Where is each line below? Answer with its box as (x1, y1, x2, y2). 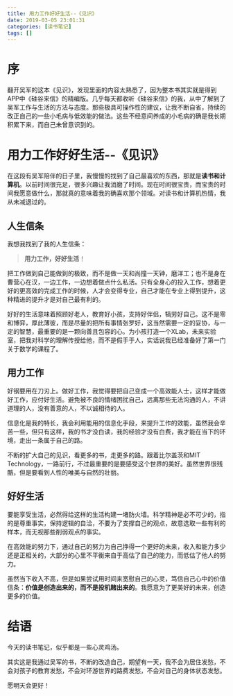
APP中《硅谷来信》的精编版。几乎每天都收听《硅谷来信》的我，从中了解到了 (7, 94, 226, 103)
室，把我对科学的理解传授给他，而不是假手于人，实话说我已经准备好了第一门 (7, 336, 226, 344)
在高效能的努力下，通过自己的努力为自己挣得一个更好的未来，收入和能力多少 (7, 542, 226, 550)
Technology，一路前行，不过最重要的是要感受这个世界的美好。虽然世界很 (7, 459, 217, 468)
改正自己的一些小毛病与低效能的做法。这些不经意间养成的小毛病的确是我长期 (7, 112, 226, 120)
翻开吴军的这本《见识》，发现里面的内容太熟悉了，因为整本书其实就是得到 (7, 86, 217, 94)
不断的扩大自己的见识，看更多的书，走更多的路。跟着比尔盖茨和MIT (7, 450, 201, 459)
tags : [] (7, 29, 33, 37)
